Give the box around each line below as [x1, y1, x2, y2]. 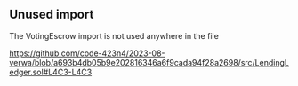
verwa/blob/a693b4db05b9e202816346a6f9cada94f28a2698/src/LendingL [9, 57, 289, 67]
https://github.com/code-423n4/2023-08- [9, 48, 166, 59]
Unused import [9, 7, 94, 22]
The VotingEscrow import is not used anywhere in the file [9, 30, 220, 41]
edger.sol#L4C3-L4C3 [9, 66, 93, 77]
